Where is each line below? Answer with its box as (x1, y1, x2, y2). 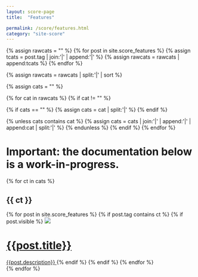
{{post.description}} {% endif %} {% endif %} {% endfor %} (6, 258, 154, 266)
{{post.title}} (6, 239, 72, 252)
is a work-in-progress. (6, 158, 119, 171)
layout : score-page (6, 8, 55, 15)
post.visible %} (6, 218, 44, 225)
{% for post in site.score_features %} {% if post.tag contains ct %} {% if (6, 211, 183, 218)
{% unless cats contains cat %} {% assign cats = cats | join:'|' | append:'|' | (6, 118, 191, 125)
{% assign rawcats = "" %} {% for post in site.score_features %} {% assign (6, 47, 191, 54)
